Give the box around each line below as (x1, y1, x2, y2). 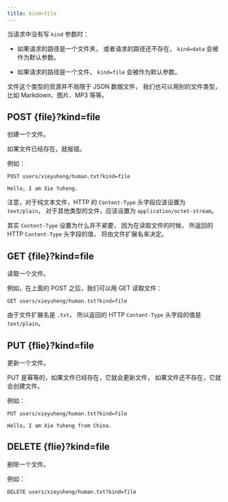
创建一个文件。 (7, 130, 49, 138)
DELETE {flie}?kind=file (7, 441, 110, 452)
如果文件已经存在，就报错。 (7, 145, 86, 153)
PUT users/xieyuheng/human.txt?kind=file (7, 411, 128, 417)
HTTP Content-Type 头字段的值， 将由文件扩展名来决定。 (7, 230, 168, 238)
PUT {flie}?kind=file (7, 340, 95, 351)
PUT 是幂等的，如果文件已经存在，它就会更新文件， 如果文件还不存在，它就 (7, 373, 222, 382)
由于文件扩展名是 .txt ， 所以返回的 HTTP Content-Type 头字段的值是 (7, 311, 201, 319)
